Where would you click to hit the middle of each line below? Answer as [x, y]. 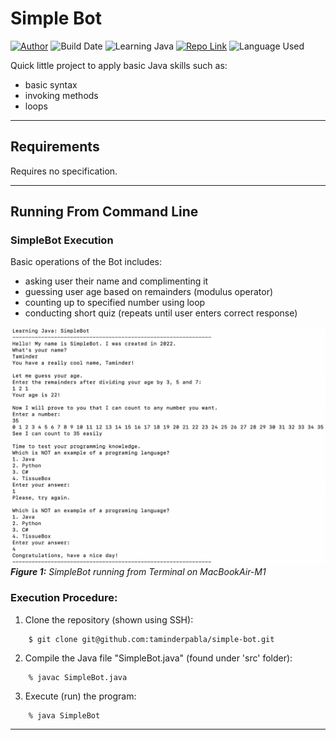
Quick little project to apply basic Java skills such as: [119, 65]
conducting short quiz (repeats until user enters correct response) [161, 313]
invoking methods [61, 95]
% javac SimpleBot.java [78, 677]
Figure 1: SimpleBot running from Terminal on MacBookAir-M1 [138, 572]
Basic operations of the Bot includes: [86, 262]
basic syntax [51, 84]
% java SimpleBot [64, 715]
